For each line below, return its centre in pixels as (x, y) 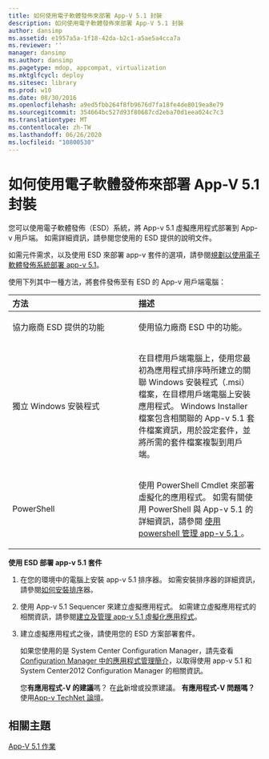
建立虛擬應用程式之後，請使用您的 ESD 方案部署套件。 (110, 634)
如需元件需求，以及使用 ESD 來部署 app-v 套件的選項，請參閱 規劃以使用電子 (134, 255)
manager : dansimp (37, 53)
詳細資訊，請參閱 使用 (180, 521)
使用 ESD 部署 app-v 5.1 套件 (55, 563)
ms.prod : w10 (30, 90)
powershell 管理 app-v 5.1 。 (194, 533)
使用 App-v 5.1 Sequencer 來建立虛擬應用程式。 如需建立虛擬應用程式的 (138, 607)
